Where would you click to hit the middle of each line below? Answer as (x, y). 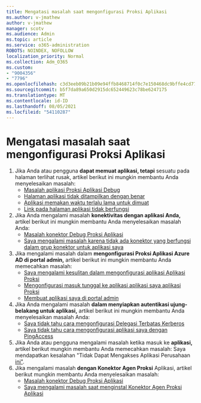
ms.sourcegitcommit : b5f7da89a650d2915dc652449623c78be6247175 (87, 90)
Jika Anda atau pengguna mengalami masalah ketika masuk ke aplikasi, (103, 343)
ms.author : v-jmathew (33, 17)
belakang (27, 311)
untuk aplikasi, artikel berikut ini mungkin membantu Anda (112, 311)
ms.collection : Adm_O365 (37, 62)
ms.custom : (20, 67)
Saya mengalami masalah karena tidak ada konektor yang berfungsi (107, 241)
